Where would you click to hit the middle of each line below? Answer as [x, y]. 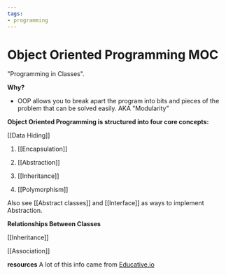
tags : [15, 14]
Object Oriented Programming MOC [113, 55]
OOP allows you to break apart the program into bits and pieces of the [118, 101]
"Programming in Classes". [46, 74]
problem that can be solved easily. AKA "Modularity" [93, 108]
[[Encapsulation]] [42, 149]
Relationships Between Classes [54, 224]
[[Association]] [29, 251]
